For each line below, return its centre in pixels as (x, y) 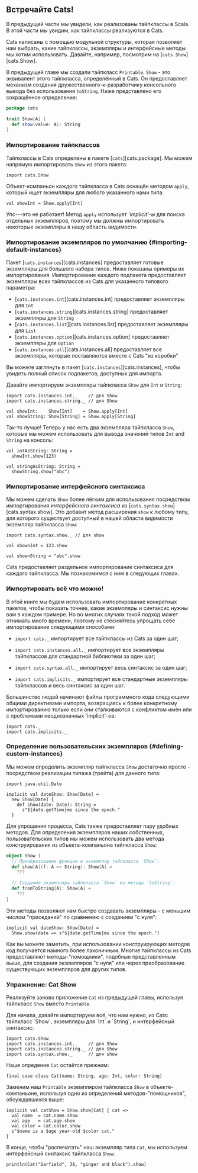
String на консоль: (30, 440)
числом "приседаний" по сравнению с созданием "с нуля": (82, 917)
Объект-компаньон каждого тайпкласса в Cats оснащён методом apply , (98, 186)
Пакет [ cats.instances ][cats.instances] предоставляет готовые (85, 262)
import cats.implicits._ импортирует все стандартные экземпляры (101, 679)
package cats (22, 108)
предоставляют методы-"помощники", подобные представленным (91, 956)
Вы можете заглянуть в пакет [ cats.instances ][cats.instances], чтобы (93, 367)
